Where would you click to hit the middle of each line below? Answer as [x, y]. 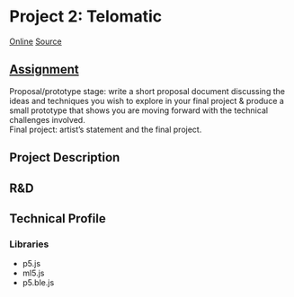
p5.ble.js [38, 283]
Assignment [44, 70]
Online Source [36, 41]
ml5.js [33, 273]
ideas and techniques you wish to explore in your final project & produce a [147, 100]
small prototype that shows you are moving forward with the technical [138, 110]
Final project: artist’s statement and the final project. [106, 129]
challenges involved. [47, 119]
